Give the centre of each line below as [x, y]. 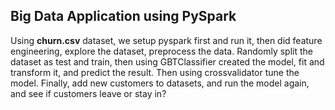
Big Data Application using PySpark [123, 16]
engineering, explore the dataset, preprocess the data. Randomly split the [161, 51]
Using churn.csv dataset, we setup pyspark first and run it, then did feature [166, 40]
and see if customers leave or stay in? [88, 93]
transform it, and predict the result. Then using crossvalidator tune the [155, 72]
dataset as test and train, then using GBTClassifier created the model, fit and [167, 61]
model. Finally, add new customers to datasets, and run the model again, [160, 83]
